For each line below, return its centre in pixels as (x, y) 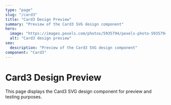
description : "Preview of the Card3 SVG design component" (74, 48)
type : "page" (19, 10)
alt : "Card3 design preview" (41, 39)
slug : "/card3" (21, 15)
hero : (11, 29)
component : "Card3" (26, 52)
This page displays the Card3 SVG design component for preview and (78, 91)
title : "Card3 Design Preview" (38, 19)
